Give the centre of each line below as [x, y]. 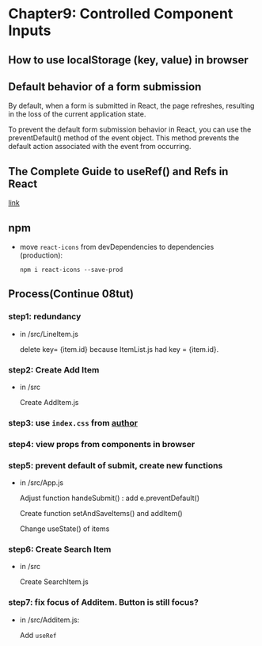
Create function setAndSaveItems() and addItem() [101, 514]
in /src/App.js [42, 483]
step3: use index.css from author [73, 422]
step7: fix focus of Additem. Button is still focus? [104, 602]
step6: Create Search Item [60, 549]
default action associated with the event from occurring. [100, 147]
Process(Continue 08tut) [71, 294]
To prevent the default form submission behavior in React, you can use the [130, 130]
